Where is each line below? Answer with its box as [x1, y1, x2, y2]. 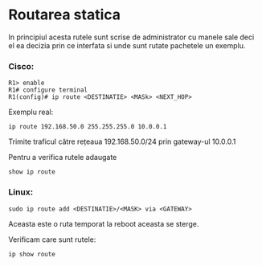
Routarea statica [8, 6, 121, 24]
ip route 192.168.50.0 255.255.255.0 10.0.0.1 [8, 123, 167, 131]
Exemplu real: [8, 107, 54, 117]
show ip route [8, 168, 56, 176]
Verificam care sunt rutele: [8, 235, 96, 244]
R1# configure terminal [8, 86, 88, 94]
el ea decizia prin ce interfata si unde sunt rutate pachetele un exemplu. [8, 40, 246, 50]
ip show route [8, 250, 56, 258]
